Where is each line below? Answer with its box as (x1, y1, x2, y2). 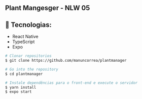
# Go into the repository (5, 67, 58, 72)
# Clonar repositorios (5, 53, 52, 58)
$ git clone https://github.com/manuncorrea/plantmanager (5, 58, 127, 63)
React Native (12, 34, 38, 40)
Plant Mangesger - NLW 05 (5, 4, 90, 12)
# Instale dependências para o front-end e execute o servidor (5, 80, 138, 85)
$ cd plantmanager (5, 71, 43, 76)
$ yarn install (5, 85, 36, 90)
